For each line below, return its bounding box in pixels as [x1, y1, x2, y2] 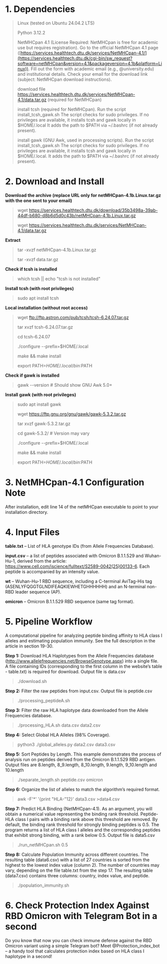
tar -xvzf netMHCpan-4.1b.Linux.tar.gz [17, 247, 97, 253]
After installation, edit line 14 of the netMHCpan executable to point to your [5, 503, 159, 509]
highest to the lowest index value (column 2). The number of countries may [5, 862, 160, 868]
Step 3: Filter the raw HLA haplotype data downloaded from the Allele [5, 707, 149, 713]
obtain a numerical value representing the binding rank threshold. [5, 811, 140, 817]
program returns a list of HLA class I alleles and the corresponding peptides [5, 826, 161, 833]
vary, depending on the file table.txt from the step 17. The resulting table [5, 867, 153, 873]
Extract [5, 237, 21, 243]
